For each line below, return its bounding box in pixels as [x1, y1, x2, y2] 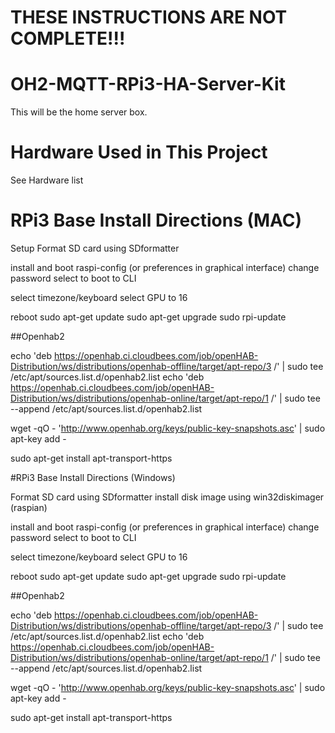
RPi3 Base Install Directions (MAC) [10, 209, 303, 232]
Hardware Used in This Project [10, 141, 268, 164]
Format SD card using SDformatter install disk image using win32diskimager [10, 491, 325, 503]
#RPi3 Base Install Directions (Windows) [10, 472, 176, 483]
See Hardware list [10, 174, 84, 186]
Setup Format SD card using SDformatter [10, 242, 180, 254]
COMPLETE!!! [10, 27, 126, 50]
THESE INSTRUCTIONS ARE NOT [10, 6, 288, 29]
